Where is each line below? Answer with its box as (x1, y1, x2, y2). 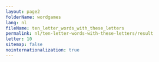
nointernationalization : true (5, 47, 80, 53)
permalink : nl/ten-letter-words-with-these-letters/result (5, 31, 154, 37)
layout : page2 (5, 8, 41, 15)
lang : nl (5, 19, 27, 25)
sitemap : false (5, 42, 43, 48)
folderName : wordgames (5, 14, 61, 20)
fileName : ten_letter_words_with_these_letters (5, 25, 125, 31)
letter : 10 (5, 36, 32, 42)
